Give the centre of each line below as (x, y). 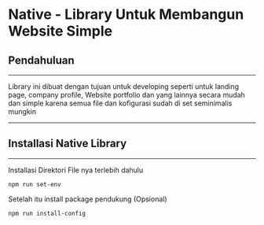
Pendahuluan (41, 60)
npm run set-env (35, 184)
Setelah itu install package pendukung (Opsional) (88, 199)
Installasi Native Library (68, 144)
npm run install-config (47, 213)
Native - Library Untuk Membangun (126, 15)
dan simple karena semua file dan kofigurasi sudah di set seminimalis (120, 103)
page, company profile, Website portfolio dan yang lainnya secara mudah (127, 95)
